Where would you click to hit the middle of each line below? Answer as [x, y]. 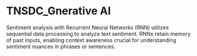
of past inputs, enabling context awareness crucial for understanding [91, 40]
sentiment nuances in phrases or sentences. [61, 46]
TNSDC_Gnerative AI [59, 11]
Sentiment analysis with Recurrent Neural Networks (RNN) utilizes [87, 27]
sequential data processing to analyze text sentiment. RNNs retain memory [99, 33]
